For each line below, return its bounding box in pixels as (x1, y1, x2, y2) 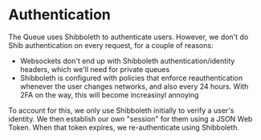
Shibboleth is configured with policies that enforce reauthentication (19, 73, 243, 82)
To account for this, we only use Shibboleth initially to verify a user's (8, 106, 234, 115)
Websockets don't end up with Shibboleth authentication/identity (19, 56, 235, 66)
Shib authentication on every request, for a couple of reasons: (8, 40, 214, 50)
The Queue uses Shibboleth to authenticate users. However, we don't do (8, 32, 249, 42)
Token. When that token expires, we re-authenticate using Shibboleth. (8, 122, 239, 132)
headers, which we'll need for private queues (19, 64, 170, 74)
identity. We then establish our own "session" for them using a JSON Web (8, 114, 253, 123)
